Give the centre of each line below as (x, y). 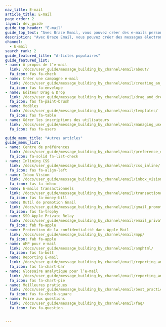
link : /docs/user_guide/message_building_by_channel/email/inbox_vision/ (87, 179)
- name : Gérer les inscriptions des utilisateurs (57, 120)
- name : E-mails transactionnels (40, 189)
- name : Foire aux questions (35, 299)
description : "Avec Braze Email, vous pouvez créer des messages (74, 38)
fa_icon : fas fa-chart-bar (37, 267)
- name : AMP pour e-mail (31, 244)
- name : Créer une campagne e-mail (42, 79)
